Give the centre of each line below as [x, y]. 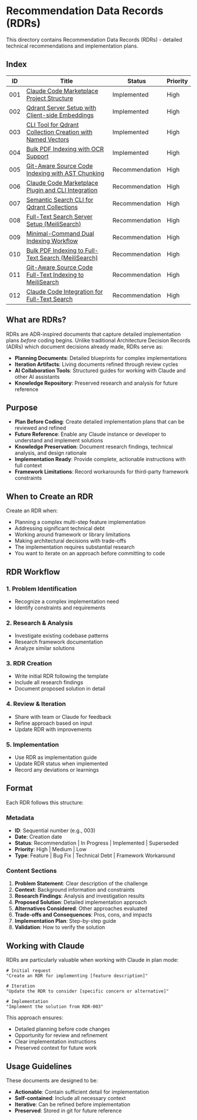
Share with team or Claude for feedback [63, 716]
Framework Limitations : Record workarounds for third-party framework [101, 472]
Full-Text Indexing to [55, 275]
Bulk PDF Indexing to [55, 250]
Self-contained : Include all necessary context [70, 1098]
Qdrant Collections [52, 207]
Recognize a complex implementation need [67, 601]
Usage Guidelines [39, 1066]
